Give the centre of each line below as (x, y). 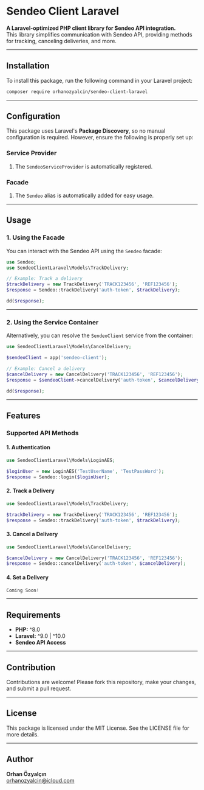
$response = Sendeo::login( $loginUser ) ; (58, 477)
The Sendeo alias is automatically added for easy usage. (84, 195)
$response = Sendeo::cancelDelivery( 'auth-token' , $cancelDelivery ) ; (96, 564)
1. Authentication (28, 447)
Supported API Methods (42, 433)
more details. (23, 734)
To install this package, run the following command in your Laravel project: (100, 80)
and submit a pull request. (39, 688)
